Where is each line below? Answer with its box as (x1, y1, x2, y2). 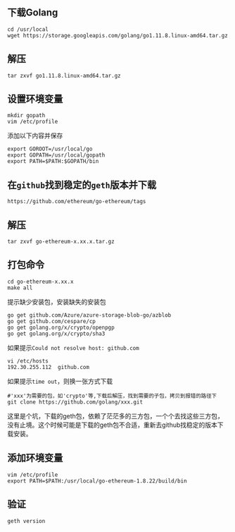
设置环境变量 (7, 93, 63, 105)
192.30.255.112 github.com (7, 363, 90, 370)
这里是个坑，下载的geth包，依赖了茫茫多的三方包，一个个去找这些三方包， (7, 411, 224, 420)
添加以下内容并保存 (7, 131, 63, 140)
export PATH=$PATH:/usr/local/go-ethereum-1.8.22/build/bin (7, 477, 188, 485)
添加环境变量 (7, 452, 63, 464)
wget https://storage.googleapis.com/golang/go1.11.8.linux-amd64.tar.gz (7, 32, 229, 39)
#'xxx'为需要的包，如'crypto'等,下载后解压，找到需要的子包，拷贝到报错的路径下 (7, 392, 217, 399)
